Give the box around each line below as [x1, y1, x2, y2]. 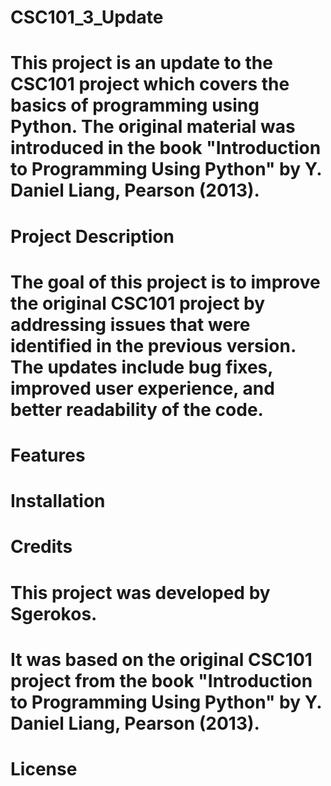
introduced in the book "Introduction [10, 137, 322, 160]
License [10, 757, 78, 780]
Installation [10, 490, 106, 513]
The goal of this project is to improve [10, 271, 321, 293]
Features [10, 444, 86, 466]
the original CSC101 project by [10, 292, 266, 315]
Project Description [10, 225, 175, 248]
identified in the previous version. [10, 334, 297, 357]
